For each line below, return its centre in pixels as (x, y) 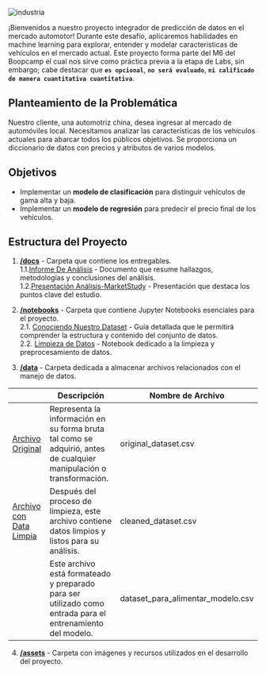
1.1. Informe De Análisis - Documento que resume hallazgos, (116, 269)
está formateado (80, 574)
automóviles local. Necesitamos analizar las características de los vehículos (132, 130)
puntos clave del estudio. (61, 295)
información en (78, 419)
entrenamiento (77, 623)
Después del (73, 491)
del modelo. (71, 634)
